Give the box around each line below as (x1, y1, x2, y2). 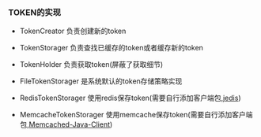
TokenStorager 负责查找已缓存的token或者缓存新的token (19, 43, 204, 53)
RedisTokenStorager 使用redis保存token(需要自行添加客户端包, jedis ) (19, 93, 241, 103)
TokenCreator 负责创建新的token (19, 26, 127, 36)
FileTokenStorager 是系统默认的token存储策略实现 (19, 76, 183, 86)
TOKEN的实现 (8, 6, 62, 17)
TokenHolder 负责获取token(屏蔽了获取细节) (19, 60, 164, 69)
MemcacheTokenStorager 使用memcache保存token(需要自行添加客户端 (19, 110, 253, 120)
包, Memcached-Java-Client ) (19, 120, 113, 129)
